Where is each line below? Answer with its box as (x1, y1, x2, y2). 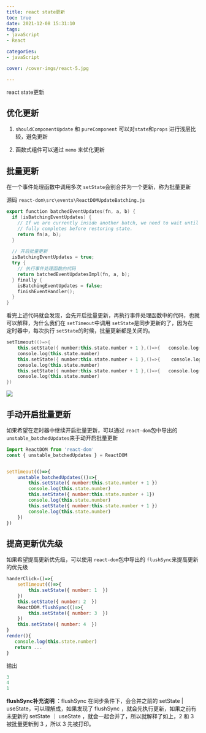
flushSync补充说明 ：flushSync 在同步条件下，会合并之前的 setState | (6, 697, 184, 705)
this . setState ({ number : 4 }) (17, 621, 97, 627)
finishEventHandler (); (17, 288, 75, 294)
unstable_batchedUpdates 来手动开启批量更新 (6, 434, 118, 442)
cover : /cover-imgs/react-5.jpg (6, 65, 89, 71)
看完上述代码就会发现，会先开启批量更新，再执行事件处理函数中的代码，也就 (6, 312, 200, 319)
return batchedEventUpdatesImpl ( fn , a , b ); (17, 271, 131, 277)
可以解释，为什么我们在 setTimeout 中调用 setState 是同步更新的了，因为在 (6, 320, 193, 327)
